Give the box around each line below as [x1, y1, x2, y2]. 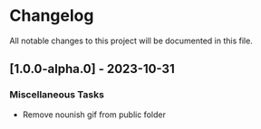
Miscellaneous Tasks [9, 88, 104, 101]
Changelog [9, 5, 94, 26]
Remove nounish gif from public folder [22, 109, 166, 120]
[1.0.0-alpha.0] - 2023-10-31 [9, 61, 175, 77]
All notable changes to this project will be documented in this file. [9, 35, 254, 46]
